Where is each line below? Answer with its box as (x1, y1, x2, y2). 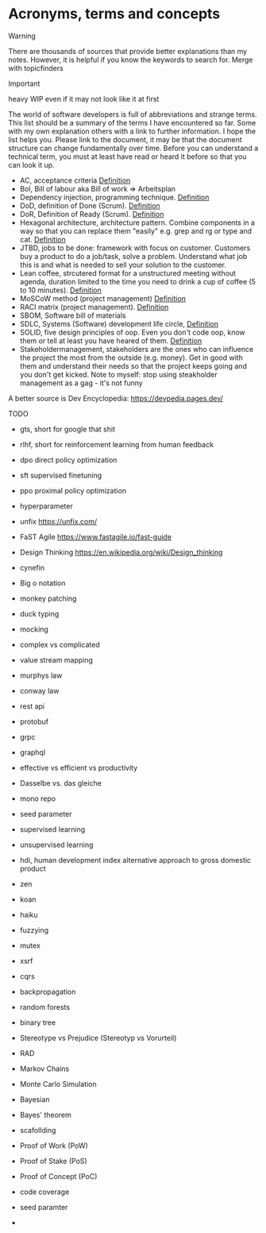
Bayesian (19, 1094, 50, 1104)
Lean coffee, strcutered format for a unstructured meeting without (19, 268, 237, 278)
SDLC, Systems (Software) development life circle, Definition (19, 319, 218, 328)
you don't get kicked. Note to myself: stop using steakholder (19, 369, 218, 379)
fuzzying (19, 925, 49, 934)
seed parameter (19, 809, 73, 818)
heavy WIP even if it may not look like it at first (8, 94, 160, 103)
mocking (19, 624, 49, 634)
